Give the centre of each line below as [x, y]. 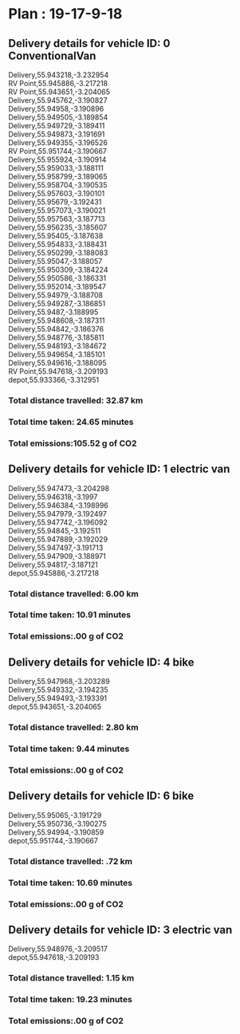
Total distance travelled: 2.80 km [73, 728]
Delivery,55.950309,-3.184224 [58, 269]
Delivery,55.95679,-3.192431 [55, 202]
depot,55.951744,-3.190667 [53, 840]
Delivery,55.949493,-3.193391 [58, 698]
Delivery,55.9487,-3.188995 [53, 312]
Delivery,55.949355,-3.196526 [58, 143]
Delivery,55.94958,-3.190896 [56, 109]
